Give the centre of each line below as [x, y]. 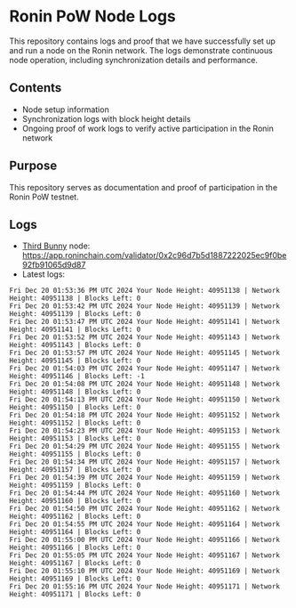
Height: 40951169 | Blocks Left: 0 [75, 579]
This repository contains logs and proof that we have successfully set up [142, 41]
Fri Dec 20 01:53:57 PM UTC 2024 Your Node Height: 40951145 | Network [144, 353]
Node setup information [65, 109]
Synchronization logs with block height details [106, 118]
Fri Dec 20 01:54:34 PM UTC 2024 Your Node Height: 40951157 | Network [144, 462]
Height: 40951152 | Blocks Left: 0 [75, 423]
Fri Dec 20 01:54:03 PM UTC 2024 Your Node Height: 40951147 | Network [144, 369]
